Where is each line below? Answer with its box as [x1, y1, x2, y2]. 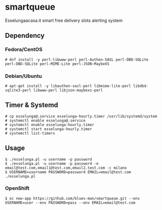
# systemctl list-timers [5, 130, 55, 136]
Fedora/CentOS [5, 46, 43, 53]
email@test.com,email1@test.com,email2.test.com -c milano [5, 165, 127, 170]
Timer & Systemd [5, 101, 58, 109]
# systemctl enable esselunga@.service [5, 118, 86, 123]
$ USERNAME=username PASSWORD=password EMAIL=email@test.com [5, 169, 131, 175]
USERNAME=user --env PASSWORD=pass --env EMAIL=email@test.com [5, 200, 136, 205]
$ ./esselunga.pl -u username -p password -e [5, 161, 98, 166]
